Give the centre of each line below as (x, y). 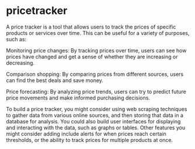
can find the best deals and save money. (55, 80)
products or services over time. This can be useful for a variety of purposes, (98, 33)
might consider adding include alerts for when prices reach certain (86, 134)
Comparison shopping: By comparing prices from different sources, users (95, 74)
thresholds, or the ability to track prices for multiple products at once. (90, 140)
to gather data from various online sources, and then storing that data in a (95, 115)
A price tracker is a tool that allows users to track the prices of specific (91, 27)
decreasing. (20, 63)
